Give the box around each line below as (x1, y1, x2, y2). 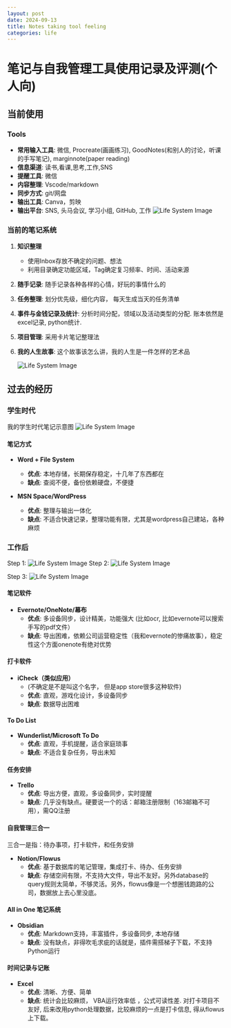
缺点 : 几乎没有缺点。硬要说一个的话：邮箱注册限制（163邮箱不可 (27, 798, 210, 806)
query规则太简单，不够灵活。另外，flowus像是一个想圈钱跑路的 (27, 879, 208, 888)
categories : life (7, 29, 57, 37)
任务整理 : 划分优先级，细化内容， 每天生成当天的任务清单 (17, 295, 180, 303)
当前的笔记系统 (7, 225, 57, 235)
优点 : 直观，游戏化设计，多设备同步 (27, 692, 128, 700)
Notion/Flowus (17, 854, 61, 862)
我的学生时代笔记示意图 (7, 423, 74, 431)
